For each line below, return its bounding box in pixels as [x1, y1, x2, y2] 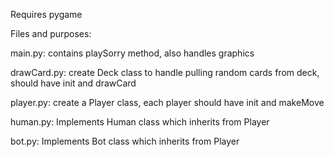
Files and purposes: [10, 28, 92, 39]
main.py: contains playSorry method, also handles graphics [10, 47, 255, 59]
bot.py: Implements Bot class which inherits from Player [10, 135, 240, 147]
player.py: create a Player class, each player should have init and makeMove [10, 97, 325, 108]
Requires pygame [10, 9, 83, 20]
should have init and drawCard [10, 77, 137, 89]
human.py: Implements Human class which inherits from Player [10, 116, 270, 128]
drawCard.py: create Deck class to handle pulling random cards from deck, [10, 67, 320, 78]
